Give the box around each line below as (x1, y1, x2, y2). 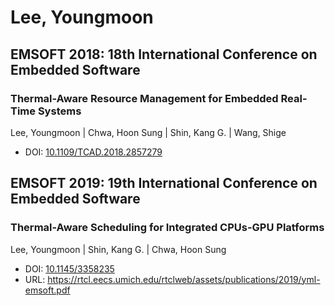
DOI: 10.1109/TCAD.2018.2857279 (24, 146, 163, 158)
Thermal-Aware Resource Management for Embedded (10, 91, 279, 105)
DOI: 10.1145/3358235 (24, 262, 115, 275)
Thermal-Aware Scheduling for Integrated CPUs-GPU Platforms (10, 221, 325, 235)
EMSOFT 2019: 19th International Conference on (10, 175, 318, 192)
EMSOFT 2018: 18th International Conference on (10, 46, 318, 63)
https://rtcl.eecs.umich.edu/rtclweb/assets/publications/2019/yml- (47, 273, 321, 285)
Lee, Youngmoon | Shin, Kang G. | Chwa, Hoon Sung (10, 243, 227, 255)
